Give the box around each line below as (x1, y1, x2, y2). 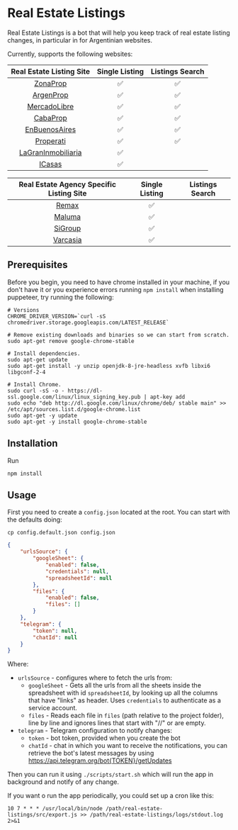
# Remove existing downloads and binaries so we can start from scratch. (7, 331, 230, 338)
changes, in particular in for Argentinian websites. (7, 35, 153, 44)
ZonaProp (34, 78, 67, 88)
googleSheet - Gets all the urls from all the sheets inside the (28, 681, 202, 690)
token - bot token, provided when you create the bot (28, 734, 181, 742)
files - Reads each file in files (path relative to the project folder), (28, 711, 225, 720)
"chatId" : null (33, 634, 78, 641)
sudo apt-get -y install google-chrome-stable (7, 418, 147, 425)
